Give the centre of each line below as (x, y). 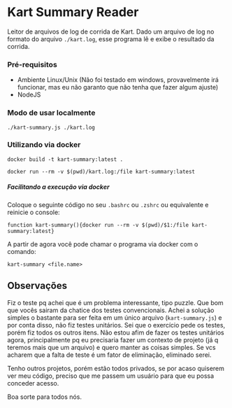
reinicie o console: (34, 212)
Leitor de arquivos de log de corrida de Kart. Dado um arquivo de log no (111, 31)
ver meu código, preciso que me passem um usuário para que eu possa (111, 376)
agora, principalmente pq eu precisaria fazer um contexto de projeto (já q (113, 339)
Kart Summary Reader (73, 12)
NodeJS (29, 94)
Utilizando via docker (44, 145)
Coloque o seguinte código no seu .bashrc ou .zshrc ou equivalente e (108, 204)
